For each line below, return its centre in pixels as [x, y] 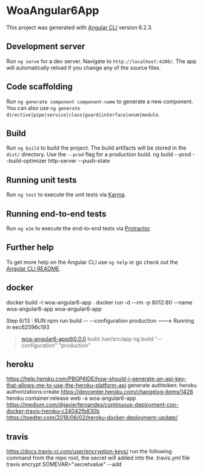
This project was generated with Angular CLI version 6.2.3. [80, 27]
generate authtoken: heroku [162, 385]
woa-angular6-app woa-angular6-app [54, 309]
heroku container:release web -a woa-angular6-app [71, 398]
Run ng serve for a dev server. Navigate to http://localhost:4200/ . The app [101, 61]
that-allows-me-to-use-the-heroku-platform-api [66, 385]
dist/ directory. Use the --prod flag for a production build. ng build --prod [99, 154]
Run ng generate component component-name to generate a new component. [100, 101]
